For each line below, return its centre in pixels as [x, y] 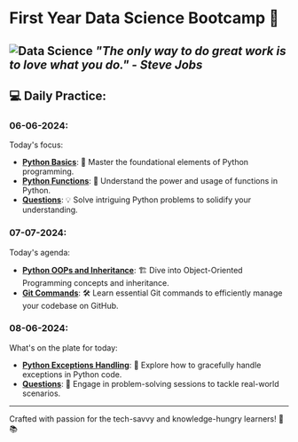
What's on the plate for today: [63, 347]
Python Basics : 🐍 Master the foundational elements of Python [135, 162]
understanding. [50, 210]
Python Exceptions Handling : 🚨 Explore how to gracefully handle [141, 365]
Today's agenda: [40, 252]
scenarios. [41, 393]
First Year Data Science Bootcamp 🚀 [144, 18]
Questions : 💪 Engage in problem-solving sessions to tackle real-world [150, 383]
